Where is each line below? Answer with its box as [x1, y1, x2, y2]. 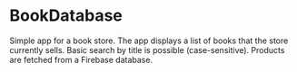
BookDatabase [9, 5, 123, 26]
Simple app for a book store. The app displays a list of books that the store [9, 35, 289, 46]
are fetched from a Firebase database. [9, 54, 153, 65]
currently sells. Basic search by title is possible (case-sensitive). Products [9, 44, 285, 55]
